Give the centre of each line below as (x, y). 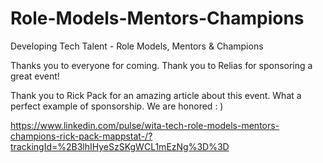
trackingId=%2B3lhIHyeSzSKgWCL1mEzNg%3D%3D (120, 146)
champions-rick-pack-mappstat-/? (81, 136)
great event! (35, 76)
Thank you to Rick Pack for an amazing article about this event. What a (156, 95)
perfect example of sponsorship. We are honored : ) (117, 106)
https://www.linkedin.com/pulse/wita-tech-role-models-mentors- (145, 125)
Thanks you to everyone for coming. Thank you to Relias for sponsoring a (161, 65)
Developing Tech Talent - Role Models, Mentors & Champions (137, 46)
